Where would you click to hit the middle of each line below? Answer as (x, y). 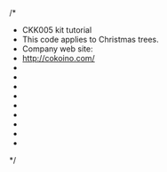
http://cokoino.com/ (58, 58)
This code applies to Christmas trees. (91, 39)
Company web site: (57, 49)
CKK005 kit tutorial (57, 30)
